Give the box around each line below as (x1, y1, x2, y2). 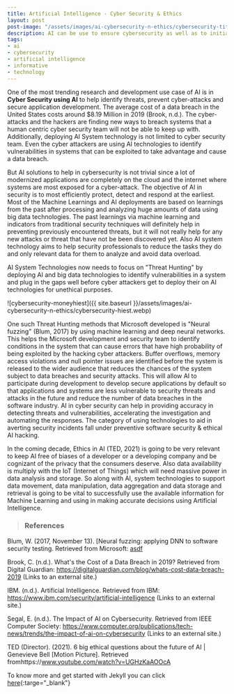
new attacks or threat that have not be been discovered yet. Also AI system (7, 234, 223, 243)
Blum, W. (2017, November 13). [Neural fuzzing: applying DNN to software (7, 536, 218, 545)
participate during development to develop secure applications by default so (7, 379, 226, 387)
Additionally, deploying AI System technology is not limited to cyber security (7, 132, 226, 140)
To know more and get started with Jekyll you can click (7, 671, 166, 679)
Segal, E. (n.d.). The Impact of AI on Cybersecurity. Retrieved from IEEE (7, 614, 212, 623)
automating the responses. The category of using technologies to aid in (7, 416, 212, 424)
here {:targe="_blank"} (7, 678, 71, 687)
